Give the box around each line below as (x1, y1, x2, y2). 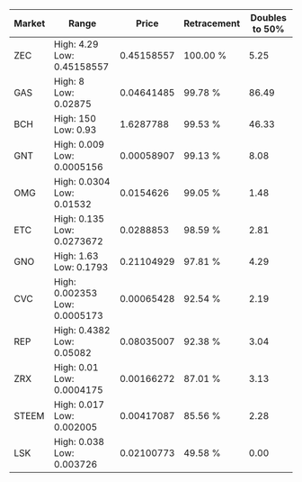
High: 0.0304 (53, 176, 111, 187)
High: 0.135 (53, 213, 105, 224)
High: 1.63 (53, 250, 99, 262)
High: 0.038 (53, 436, 105, 448)
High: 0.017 (53, 398, 105, 411)
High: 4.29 (53, 38, 99, 50)
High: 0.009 (53, 139, 105, 150)
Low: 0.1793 (53, 261, 109, 273)
